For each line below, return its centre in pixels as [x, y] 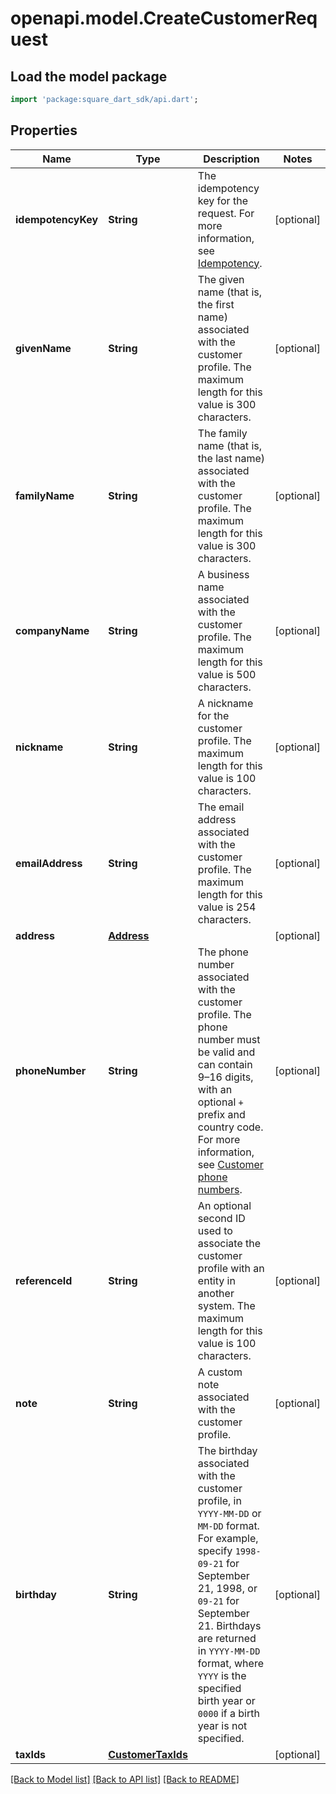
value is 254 [227, 907]
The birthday [227, 1450]
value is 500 [227, 674]
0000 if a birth [228, 1713]
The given [221, 279]
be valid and [226, 1052]
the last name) [231, 458]
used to [215, 1230]
